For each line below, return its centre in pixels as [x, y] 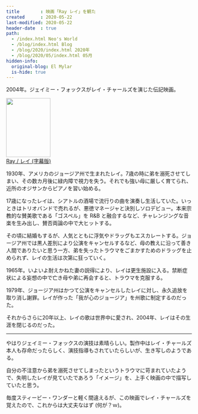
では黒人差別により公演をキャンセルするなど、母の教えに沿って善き [109, 243]
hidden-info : [22, 61]
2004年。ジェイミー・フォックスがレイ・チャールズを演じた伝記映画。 [93, 90]
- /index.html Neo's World [44, 39]
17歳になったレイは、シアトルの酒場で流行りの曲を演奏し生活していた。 [94, 201]
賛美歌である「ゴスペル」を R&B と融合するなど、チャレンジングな [103, 216]
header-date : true [32, 28]
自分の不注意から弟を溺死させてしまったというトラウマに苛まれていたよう [96, 370]
